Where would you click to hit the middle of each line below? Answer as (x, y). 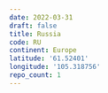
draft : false (33, 26)
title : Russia (35, 34)
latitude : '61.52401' (49, 58)
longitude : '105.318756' (55, 67)
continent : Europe (43, 50)
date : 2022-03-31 (41, 17)
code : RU (25, 42)
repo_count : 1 (35, 75)
